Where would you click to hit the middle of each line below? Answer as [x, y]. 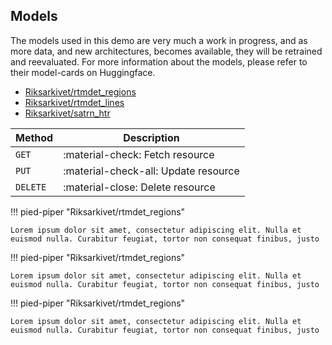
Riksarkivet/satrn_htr [67, 113]
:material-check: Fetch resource [139, 154]
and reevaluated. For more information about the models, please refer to [159, 61]
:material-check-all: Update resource [151, 171]
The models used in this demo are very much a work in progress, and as [159, 40]
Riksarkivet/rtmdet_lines [74, 102]
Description [151, 137]
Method [34, 137]
